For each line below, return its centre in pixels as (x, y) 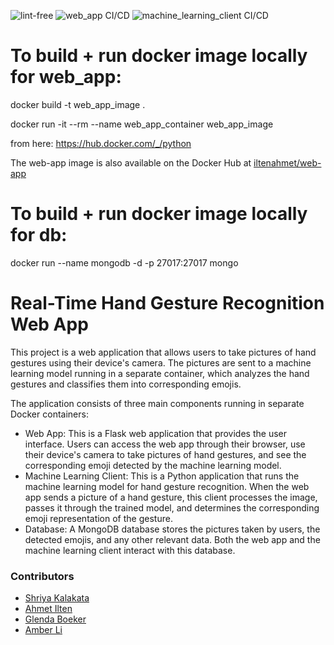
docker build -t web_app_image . (78, 104)
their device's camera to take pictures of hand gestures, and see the (165, 454)
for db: (39, 235)
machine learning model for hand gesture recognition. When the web (167, 486)
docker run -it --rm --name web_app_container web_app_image (142, 124)
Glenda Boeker (55, 619)
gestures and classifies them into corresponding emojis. (126, 384)
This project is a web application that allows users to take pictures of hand (163, 352)
